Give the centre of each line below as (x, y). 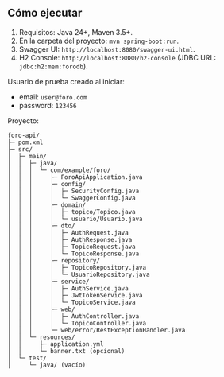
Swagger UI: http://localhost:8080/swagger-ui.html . (107, 49)
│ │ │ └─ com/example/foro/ (59, 170)
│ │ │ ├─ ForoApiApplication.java (75, 177)
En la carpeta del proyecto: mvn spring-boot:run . (99, 41)
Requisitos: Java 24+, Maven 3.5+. (75, 32)
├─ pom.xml (25, 142)
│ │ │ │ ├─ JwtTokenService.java (75, 295)
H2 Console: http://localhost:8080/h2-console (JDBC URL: (117, 57)
